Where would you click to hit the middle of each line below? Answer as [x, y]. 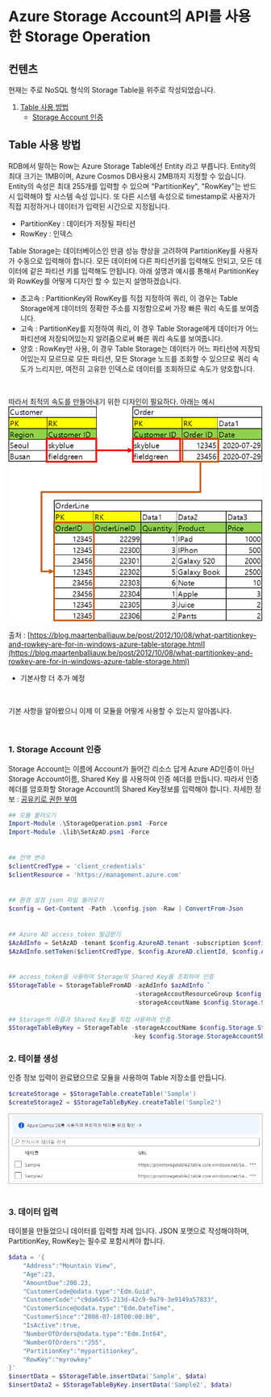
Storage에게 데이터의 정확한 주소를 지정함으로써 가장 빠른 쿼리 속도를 [129, 308]
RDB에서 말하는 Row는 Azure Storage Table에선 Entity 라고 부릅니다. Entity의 [132, 165]
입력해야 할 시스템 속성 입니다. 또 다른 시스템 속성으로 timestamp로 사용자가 [136, 196]
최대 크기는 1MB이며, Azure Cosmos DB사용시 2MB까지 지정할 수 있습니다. [127, 176]
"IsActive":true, [52, 1326]
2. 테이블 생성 [33, 1059]
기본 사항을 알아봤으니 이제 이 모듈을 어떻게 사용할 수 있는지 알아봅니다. [120, 711]
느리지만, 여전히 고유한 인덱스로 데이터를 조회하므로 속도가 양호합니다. [145, 369]
